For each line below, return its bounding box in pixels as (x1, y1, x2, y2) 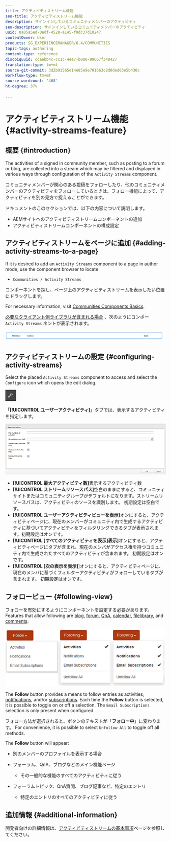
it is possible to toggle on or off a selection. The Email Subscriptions (5, 702, 150, 708)
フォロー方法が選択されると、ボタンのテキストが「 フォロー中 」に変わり (5, 718, 157, 724)
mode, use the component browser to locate (5, 266, 99, 272)
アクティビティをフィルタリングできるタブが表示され (43, 525, 154, 531)
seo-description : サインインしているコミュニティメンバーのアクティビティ (5, 25, 146, 30)
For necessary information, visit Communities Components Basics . (5, 303, 145, 309)
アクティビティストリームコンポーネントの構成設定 (12, 222, 119, 229)
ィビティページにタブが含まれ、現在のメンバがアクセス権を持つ (12, 544, 147, 550)
